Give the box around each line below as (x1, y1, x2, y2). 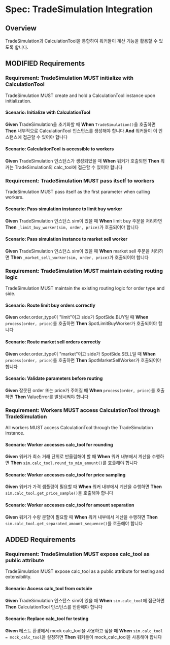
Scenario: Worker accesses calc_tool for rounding (5, 441, 113, 447)
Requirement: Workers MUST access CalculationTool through (5, 406, 160, 413)
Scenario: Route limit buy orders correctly (5, 302, 95, 308)
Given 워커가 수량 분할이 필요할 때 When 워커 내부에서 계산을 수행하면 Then (5, 514, 158, 520)
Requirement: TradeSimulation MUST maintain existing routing (5, 267, 163, 274)
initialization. (5, 98, 31, 104)
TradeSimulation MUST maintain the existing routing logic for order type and (5, 285, 165, 292)
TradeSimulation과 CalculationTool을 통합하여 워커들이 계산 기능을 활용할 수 (5, 38, 158, 44)
